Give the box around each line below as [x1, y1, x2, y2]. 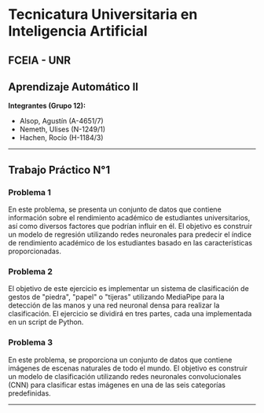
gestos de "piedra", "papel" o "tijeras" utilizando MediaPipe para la [8, 293, 225, 302]
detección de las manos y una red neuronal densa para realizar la [8, 301, 220, 310]
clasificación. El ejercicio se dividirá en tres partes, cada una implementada [8, 309, 252, 319]
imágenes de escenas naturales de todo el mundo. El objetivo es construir [8, 363, 248, 373]
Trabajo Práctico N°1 [8, 163, 111, 176]
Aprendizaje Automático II [8, 80, 139, 94]
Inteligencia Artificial [8, 22, 148, 40]
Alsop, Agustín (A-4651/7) [19, 116, 104, 126]
